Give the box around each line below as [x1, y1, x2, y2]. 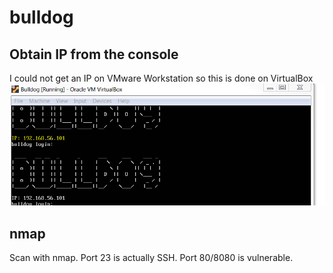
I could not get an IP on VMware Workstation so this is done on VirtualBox [9, 72, 314, 84]
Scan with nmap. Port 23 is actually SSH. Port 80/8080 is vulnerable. [9, 251, 294, 263]
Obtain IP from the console [9, 46, 179, 63]
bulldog [9, 6, 74, 29]
